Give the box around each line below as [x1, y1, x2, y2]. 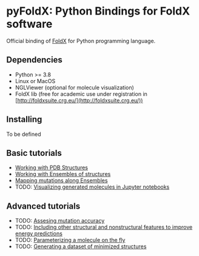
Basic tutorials [6, 147, 62, 158]
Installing [6, 114, 42, 125]
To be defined [6, 130, 41, 138]
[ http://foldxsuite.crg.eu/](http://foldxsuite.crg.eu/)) [15, 96, 143, 104]
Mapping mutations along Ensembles [15, 177, 108, 184]
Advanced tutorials [6, 201, 81, 211]
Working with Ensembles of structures [15, 170, 111, 178]
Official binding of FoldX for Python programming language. [6, 37, 156, 44]
